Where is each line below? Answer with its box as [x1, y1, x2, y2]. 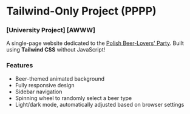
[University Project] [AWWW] [6, 26, 96, 35]
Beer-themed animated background [15, 75, 105, 82]
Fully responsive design [15, 81, 75, 89]
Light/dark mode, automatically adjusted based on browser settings [15, 101, 185, 108]
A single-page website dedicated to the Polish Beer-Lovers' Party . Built [6, 39, 184, 47]
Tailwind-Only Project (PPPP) [6, 4, 157, 18]
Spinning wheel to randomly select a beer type [15, 94, 132, 101]
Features [6, 61, 33, 70]
